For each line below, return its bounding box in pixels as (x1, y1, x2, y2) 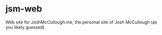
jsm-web (5, 3, 42, 14)
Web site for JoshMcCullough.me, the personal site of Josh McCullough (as (5, 19, 158, 25)
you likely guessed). (5, 24, 46, 30)
